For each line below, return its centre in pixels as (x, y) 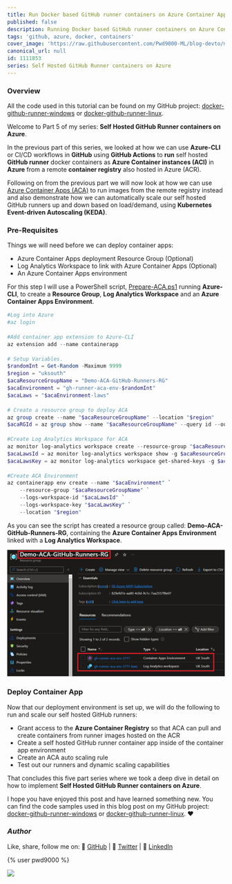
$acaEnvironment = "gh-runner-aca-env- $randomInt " (81, 388)
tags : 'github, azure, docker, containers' (71, 37)
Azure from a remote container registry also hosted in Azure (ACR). (104, 170)
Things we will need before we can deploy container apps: (90, 245)
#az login (21, 323)
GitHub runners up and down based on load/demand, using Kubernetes (109, 205)
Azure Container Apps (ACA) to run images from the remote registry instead (115, 190)
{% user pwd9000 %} (38, 860)
